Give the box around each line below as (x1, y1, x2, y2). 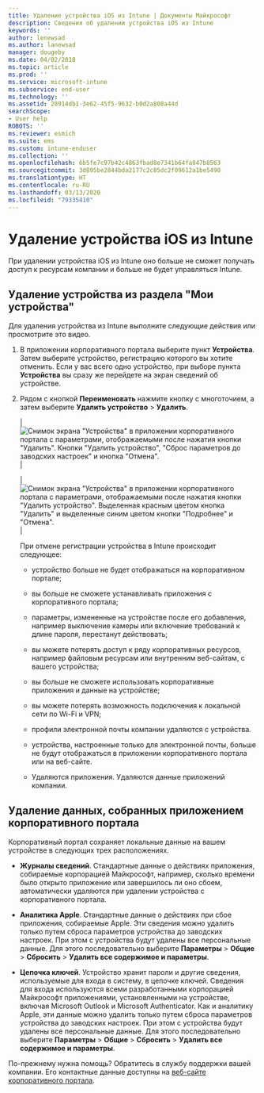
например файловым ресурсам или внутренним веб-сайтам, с (31, 654, 245, 663)
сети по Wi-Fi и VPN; (31, 709, 102, 719)
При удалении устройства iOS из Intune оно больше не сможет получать (8, 256, 255, 266)
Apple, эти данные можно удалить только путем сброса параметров (19, 1010, 253, 1019)
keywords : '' (8, 26, 51, 34)
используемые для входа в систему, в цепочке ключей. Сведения (19, 976, 243, 986)
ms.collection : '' (8, 151, 69, 159)
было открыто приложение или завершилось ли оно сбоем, (19, 878, 223, 888)
